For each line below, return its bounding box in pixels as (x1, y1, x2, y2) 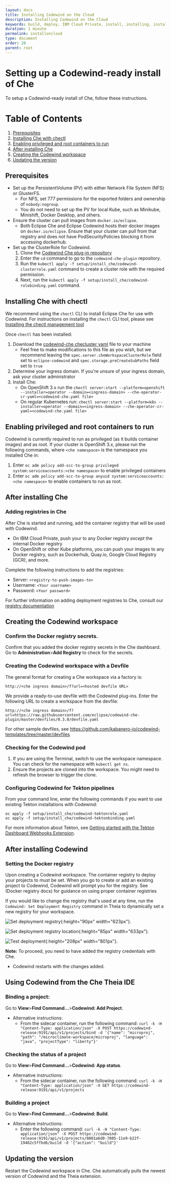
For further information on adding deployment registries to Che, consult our (5, 597, 164, 603)
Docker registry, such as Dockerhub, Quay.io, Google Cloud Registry (12, 551, 157, 558)
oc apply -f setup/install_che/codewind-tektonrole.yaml (5, 811, 129, 816)
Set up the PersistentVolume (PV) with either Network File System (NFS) (12, 185, 164, 191)
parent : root (5, 45, 33, 50)
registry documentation (5, 602, 54, 609)
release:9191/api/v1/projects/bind (20, 1030, 96, 1035)
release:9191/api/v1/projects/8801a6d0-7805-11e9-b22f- (20, 1136, 141, 1141)
